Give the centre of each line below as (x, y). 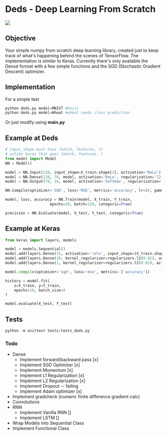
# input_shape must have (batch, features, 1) (54, 150)
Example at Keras (33, 229)
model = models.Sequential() (35, 249)
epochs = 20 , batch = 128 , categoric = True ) (91, 204)
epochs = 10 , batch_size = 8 (40, 290)
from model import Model (31, 159)
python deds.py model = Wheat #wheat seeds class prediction (68, 113)
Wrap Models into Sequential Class (48, 423)
